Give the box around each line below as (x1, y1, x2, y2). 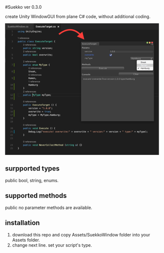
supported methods (5, 191, 67, 200)
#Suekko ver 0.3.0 (5, 4, 42, 10)
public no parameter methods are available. (5, 205, 93, 211)
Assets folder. (12, 237, 40, 243)
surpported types (5, 165, 60, 173)
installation (5, 219, 40, 227)
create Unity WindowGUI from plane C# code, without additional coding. (5, 14, 151, 19)
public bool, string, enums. (5, 177, 59, 183)
